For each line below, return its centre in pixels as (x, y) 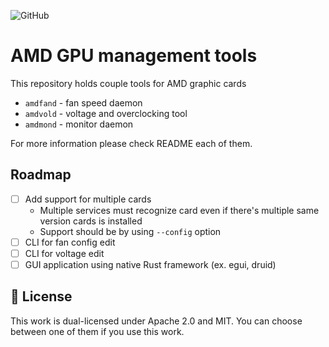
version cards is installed (91, 221)
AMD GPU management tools (134, 56)
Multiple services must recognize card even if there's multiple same (179, 210)
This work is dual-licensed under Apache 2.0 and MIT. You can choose (156, 321)
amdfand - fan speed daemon (83, 102)
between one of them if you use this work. (97, 331)
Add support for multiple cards (88, 199)
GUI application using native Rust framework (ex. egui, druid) (150, 264)
